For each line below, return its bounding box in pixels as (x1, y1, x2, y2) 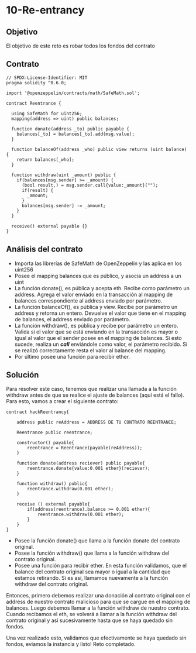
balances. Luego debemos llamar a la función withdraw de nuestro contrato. (6, 604, 190, 611)
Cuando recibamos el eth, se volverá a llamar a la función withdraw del (6, 611, 177, 618)
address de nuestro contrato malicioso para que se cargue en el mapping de (6, 598, 191, 606)
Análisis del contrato (6, 244, 83, 255)
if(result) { (21, 187, 54, 193)
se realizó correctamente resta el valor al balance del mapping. (14, 346, 167, 354)
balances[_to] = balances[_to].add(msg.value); (16, 131, 135, 137)
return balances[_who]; (16, 156, 75, 163)
